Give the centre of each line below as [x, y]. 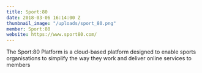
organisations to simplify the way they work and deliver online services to [99, 58]
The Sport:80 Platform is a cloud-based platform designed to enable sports [101, 52]
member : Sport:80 [28, 29]
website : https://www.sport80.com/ [52, 35]
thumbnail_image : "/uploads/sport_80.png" [61, 23]
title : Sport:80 [27, 12]
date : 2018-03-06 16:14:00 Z [43, 18]
